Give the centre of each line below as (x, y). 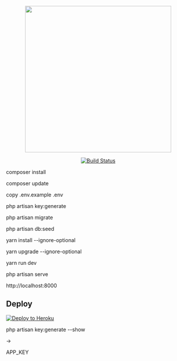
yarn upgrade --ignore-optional (44, 251)
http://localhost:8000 (32, 285)
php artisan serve (27, 274)
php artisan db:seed (30, 229)
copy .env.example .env (34, 195)
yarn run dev (21, 263)
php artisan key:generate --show (46, 329)
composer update (27, 183)
